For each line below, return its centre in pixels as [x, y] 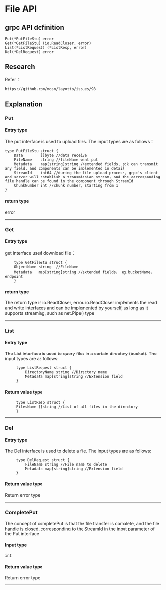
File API [21, 9]
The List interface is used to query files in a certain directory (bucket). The [81, 354]
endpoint [14, 276]
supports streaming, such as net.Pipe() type [50, 313]
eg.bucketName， [138, 272]
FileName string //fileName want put [56, 160]
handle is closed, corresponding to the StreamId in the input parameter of [80, 529]
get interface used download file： [40, 253]
